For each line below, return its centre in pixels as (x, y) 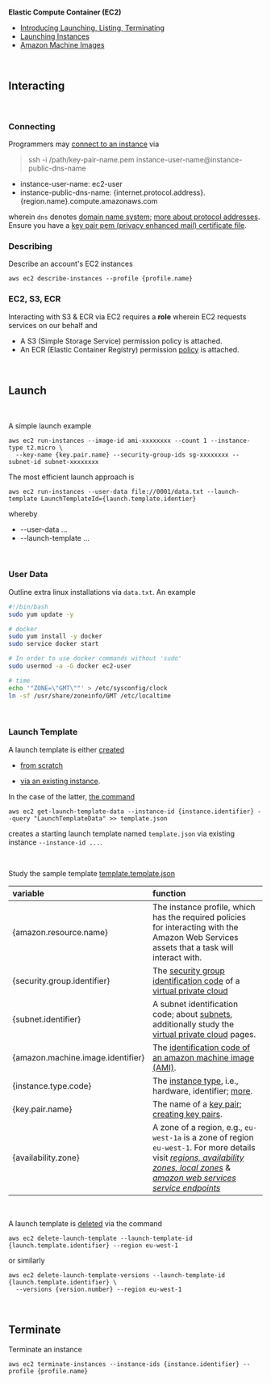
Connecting (32, 126)
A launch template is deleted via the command (85, 1223)
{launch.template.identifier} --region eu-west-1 (94, 1245)
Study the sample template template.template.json (92, 873)
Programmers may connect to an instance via (84, 144)
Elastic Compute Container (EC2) (65, 12)
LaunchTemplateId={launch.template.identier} (119, 499)
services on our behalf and (53, 325)
